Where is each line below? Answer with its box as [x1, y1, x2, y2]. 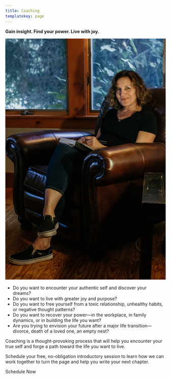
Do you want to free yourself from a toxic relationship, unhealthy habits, [12, 301, 163, 307]
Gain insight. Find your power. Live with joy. [5, 28, 99, 34]
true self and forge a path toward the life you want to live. [5, 343, 126, 349]
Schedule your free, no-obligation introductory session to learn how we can [5, 353, 164, 360]
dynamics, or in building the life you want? [12, 317, 102, 323]
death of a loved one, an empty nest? [31, 328, 109, 334]
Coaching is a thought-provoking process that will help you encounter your [5, 338, 163, 344]
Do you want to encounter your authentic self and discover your [12, 285, 147, 291]
